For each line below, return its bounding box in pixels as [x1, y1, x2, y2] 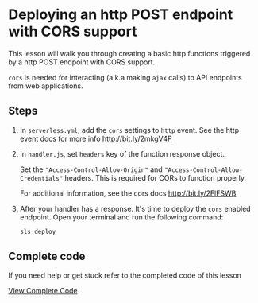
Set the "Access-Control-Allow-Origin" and [19, 165, 163, 174]
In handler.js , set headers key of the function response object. [19, 149, 225, 158]
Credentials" [19, 174, 64, 182]
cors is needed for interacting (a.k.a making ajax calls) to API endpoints [8, 72, 242, 82]
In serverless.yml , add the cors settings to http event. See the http [19, 125, 240, 134]
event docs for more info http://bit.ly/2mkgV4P [19, 134, 172, 143]
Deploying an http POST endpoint [8, 6, 233, 24]
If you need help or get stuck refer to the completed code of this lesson [8, 270, 242, 280]
